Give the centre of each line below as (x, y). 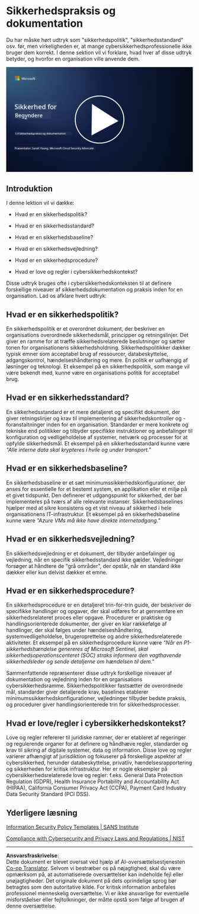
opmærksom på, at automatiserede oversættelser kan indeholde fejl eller (95, 874)
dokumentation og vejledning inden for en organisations (74, 679)
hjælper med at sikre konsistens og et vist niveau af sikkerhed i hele (89, 508)
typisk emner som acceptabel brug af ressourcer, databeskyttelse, (87, 354)
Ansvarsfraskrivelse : (33, 855)
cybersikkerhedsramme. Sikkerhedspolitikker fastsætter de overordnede (95, 686)
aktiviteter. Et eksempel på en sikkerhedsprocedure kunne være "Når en (94, 643)
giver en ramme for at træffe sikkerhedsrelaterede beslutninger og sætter (96, 341)
